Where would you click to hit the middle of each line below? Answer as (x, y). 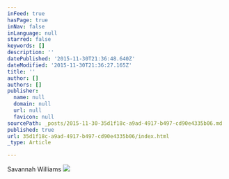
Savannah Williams (34, 169)
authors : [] (24, 85)
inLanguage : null (32, 33)
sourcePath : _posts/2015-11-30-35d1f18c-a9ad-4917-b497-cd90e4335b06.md (115, 123)
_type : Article (29, 143)
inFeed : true (26, 14)
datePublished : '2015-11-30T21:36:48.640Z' (71, 59)
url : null (27, 110)
